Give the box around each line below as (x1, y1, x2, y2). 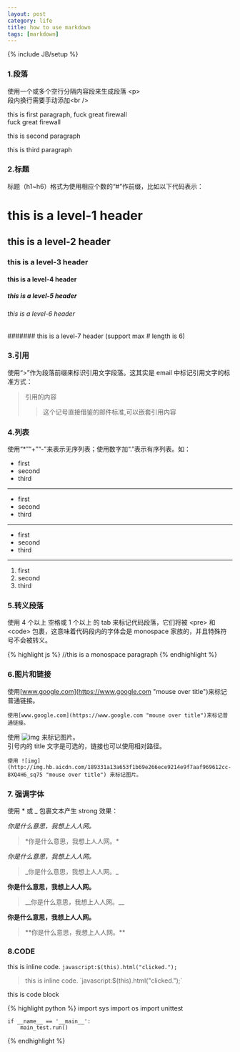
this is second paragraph (7, 131, 81, 140)
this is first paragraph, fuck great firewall (7, 110, 127, 119)
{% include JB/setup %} (7, 50, 79, 59)
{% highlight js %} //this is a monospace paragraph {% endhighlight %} (7, 650, 218, 659)
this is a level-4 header (7, 274, 77, 283)
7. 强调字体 (7, 789, 44, 799)
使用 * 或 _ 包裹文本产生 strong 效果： (7, 807, 119, 815)
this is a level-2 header (7, 236, 111, 248)
